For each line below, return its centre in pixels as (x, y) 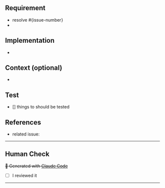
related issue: (26, 134)
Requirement (25, 8)
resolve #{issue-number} (38, 20)
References (23, 122)
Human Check (27, 154)
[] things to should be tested (41, 107)
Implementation (30, 40)
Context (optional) (34, 68)
